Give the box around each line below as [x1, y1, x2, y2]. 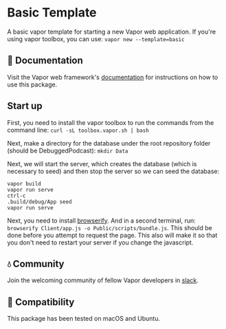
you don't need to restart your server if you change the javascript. [7, 238, 194, 247]
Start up [7, 100, 43, 112]
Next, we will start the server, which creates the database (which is [7, 159, 197, 168]
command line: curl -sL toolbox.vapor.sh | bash [7, 126, 149, 134]
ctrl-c [7, 192, 26, 199]
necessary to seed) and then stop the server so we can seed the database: [7, 167, 220, 175]
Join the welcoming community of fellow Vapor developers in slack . [7, 276, 199, 284]
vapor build [7, 180, 41, 187]
